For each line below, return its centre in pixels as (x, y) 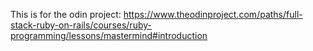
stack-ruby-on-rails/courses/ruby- (81, 25)
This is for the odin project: (66, 14)
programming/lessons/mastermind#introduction (109, 35)
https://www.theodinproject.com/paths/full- (213, 14)
